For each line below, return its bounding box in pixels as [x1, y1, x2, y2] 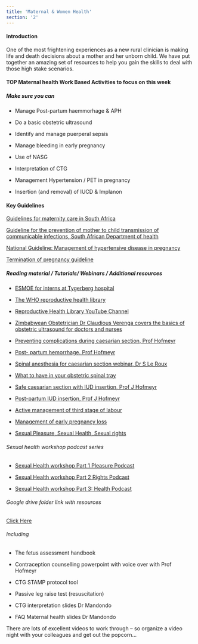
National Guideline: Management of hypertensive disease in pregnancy [6, 244, 181, 252]
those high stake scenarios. [6, 65, 74, 72]
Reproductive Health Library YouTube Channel [14, 308, 129, 315]
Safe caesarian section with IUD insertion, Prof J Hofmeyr [14, 383, 157, 391]
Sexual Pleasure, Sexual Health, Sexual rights [14, 430, 126, 437]
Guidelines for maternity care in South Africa [6, 215, 116, 222]
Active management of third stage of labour [14, 407, 122, 414]
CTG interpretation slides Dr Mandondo [14, 602, 112, 609]
